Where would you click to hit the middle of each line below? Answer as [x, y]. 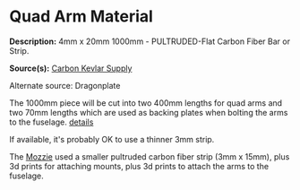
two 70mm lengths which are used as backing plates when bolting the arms [149, 112]
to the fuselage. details [51, 122]
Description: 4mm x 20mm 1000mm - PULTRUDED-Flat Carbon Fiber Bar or [150, 41]
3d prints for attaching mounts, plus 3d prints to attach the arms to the [139, 166]
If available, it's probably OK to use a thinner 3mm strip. [112, 139]
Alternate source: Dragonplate [65, 85]
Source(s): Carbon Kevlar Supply [71, 68]
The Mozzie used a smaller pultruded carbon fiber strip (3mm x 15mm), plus [150, 156]
